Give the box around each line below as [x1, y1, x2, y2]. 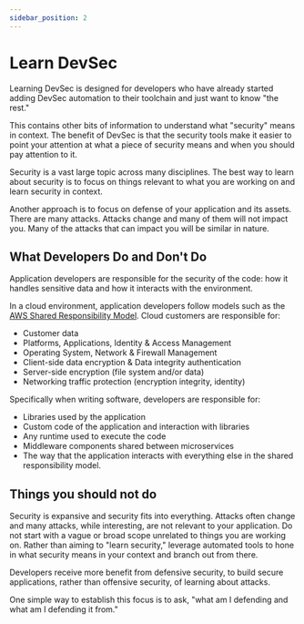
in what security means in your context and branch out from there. [9, 549, 258, 560]
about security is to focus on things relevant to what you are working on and [9, 176, 296, 187]
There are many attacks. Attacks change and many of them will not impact [9, 213, 289, 224]
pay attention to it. [9, 148, 77, 159]
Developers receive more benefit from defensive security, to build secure [9, 567, 284, 578]
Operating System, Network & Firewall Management [22, 347, 218, 358]
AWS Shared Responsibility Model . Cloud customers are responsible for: [9, 311, 280, 322]
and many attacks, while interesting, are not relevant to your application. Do [9, 520, 293, 531]
